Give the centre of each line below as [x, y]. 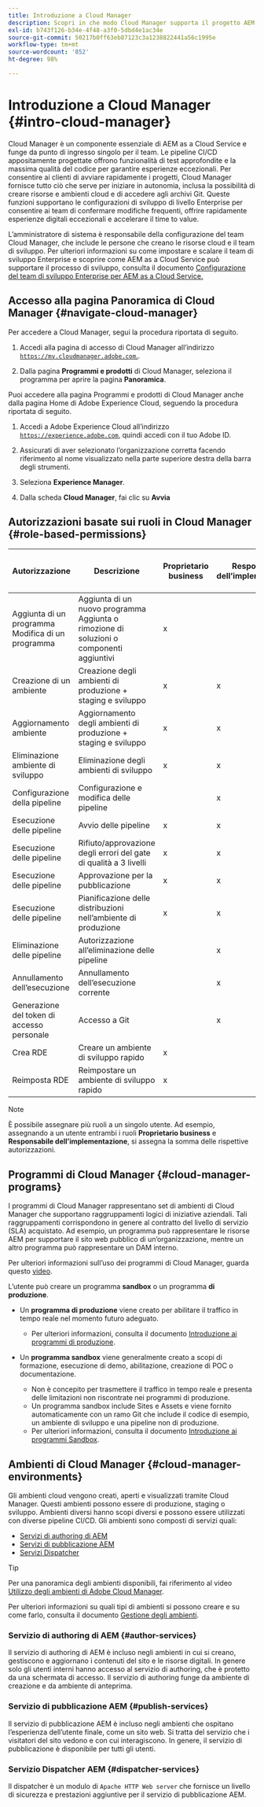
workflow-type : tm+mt [44, 45]
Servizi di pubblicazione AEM [67, 1544]
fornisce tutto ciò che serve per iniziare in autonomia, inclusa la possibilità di [132, 185]
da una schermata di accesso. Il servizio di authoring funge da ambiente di [129, 1678]
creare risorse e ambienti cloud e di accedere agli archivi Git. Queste [119, 194]
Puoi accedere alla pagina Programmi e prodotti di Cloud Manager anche [126, 394]
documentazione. [48, 1374]
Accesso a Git [104, 1020]
